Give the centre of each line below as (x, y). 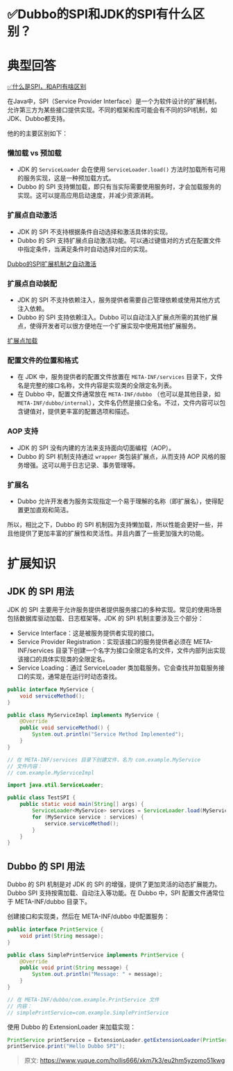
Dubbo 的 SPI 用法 (46, 866)
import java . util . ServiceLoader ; (55, 785)
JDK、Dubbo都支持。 (38, 119)
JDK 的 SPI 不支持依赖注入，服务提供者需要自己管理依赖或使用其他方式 (119, 300)
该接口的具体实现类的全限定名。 (63, 659)
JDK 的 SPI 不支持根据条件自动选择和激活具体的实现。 (94, 231)
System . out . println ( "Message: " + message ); (97, 975)
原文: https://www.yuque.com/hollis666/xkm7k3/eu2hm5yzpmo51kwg (124, 1061)
